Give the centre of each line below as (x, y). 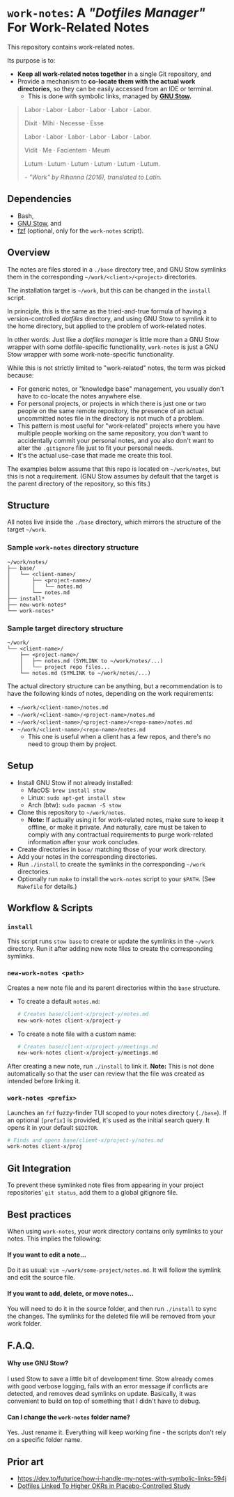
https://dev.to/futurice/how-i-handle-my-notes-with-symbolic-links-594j (122, 1478)
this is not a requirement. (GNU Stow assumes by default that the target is (113, 476)
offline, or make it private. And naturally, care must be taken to (117, 827)
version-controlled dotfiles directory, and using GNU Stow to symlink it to (112, 318)
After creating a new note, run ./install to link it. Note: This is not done (111, 1066)
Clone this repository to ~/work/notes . (71, 812)
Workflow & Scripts (50, 908)
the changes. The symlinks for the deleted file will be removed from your (111, 1316)
